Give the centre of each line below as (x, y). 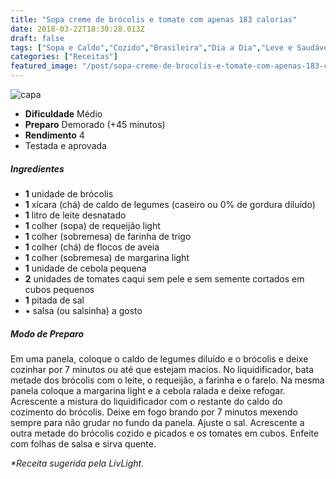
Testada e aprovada (65, 145)
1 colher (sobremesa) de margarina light (107, 257)
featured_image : (44, 66)
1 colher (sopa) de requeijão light (92, 225)
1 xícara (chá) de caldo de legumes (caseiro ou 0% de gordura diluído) (170, 204)
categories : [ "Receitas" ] (64, 57)
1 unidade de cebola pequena (85, 268)
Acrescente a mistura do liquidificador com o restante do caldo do (146, 401)
